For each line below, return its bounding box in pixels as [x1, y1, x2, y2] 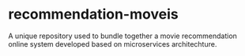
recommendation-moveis [8, 5, 179, 23]
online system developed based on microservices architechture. [8, 39, 217, 48]
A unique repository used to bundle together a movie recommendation [8, 31, 237, 40]
